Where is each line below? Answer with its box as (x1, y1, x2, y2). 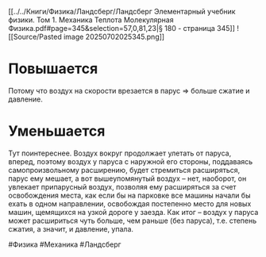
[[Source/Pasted (8, 32, 62, 41)
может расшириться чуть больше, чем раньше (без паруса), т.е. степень (8, 216, 257, 225)
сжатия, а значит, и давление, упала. (8, 224, 133, 233)
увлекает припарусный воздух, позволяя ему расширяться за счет (8, 182, 237, 191)
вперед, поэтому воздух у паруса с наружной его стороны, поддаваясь (8, 156, 253, 166)
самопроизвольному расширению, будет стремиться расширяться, (8, 165, 241, 175)
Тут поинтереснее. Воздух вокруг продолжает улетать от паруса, (8, 148, 232, 158)
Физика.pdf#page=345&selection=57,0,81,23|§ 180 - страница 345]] (8, 24, 236, 33)
